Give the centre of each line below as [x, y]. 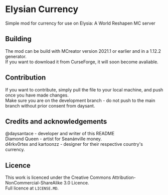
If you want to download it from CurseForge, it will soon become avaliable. [82, 62]
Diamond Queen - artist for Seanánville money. [53, 139]
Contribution [26, 78]
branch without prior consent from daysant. [50, 106]
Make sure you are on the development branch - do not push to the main [80, 100]
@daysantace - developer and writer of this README [60, 134]
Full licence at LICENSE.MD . [32, 188]
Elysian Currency [42, 9]
